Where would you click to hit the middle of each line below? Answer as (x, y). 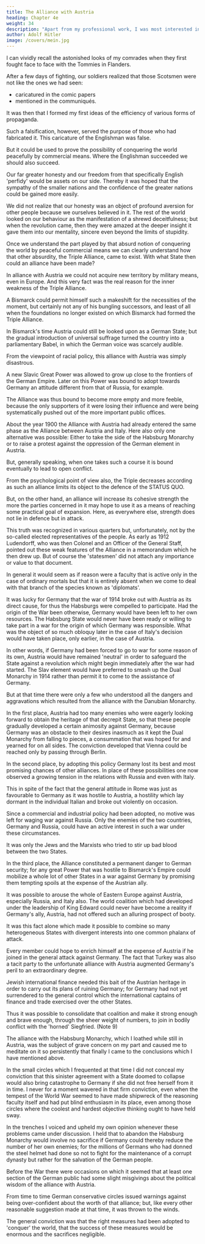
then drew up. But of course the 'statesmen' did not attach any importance (100, 556)
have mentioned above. (36, 1058)
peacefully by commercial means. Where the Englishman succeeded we (97, 156)
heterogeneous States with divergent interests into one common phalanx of (101, 933)
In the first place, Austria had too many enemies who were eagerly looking (100, 713)
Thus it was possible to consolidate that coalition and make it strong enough (102, 1014)
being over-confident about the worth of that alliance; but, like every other (99, 1203)
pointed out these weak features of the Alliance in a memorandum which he (101, 549)
